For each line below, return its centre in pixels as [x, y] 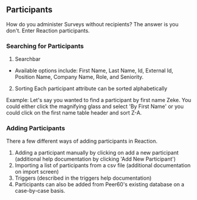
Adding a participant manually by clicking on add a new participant [97, 153]
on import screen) [37, 172]
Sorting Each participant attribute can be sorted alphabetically [91, 88]
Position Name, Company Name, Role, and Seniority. [79, 77]
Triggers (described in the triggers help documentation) [83, 178]
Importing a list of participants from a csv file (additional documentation [103, 165]
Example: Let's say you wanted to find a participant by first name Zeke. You [99, 100]
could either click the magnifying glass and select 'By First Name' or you [95, 106]
